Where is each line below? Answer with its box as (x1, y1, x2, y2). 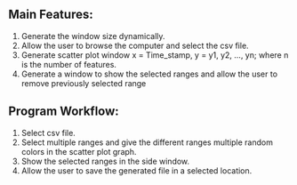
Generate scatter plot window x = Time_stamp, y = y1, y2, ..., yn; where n (20, 49, 289, 60)
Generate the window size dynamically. (20, 30, 165, 41)
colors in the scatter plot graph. (20, 146, 137, 157)
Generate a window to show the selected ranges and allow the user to (20, 68, 277, 79)
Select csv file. (20, 127, 76, 138)
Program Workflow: (8, 104, 119, 119)
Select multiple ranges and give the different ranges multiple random (20, 137, 273, 148)
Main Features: (8, 7, 94, 22)
